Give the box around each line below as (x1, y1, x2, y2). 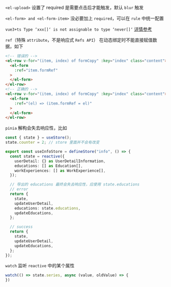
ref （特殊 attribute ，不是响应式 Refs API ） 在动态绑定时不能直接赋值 (5, 37, 153, 43)
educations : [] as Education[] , (14, 163, 83, 168)
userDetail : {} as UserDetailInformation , (14, 159, 106, 164)
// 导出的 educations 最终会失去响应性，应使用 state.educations (10, 182, 140, 187)
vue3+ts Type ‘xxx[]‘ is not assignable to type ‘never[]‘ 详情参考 (5, 26, 152, 32)
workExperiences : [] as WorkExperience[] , (14, 168, 106, 173)
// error (10, 187, 28, 192)
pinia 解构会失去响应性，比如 (5, 125, 67, 131)
